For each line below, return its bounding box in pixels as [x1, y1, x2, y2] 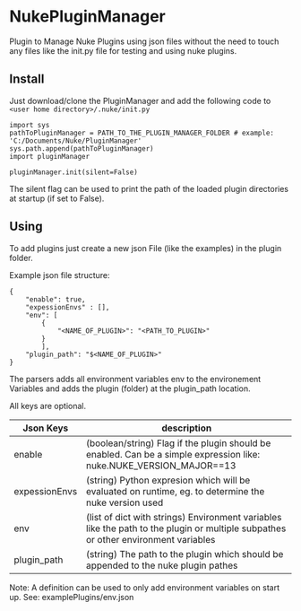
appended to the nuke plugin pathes [85, 559, 238, 572]
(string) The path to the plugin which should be [85, 547, 284, 560]
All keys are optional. [9, 400, 87, 411]
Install [9, 72, 45, 87]
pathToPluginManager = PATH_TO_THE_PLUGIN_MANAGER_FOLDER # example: [9, 128, 275, 137]
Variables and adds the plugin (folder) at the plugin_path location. [9, 383, 251, 394]
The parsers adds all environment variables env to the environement [9, 373, 262, 384]
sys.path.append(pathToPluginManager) [9, 144, 154, 153]
